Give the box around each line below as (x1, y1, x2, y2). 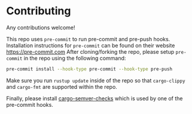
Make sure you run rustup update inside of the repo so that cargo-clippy (6, 76, 185, 84)
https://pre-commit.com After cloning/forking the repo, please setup (6, 48, 175, 55)
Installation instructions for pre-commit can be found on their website (6, 42, 175, 49)
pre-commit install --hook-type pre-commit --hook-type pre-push (6, 66, 172, 72)
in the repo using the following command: (23, 54, 126, 61)
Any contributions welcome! (6, 24, 75, 31)
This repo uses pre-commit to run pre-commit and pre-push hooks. (6, 35, 170, 42)
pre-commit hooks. (6, 101, 54, 108)
